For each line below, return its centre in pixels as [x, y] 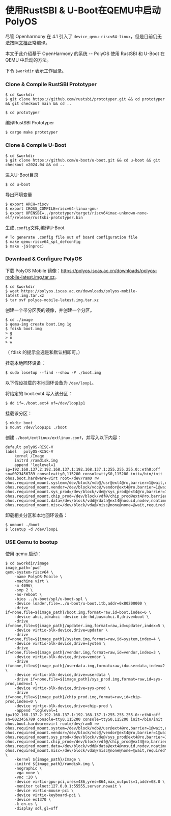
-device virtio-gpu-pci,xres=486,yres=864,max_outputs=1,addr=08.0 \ [90, 782]
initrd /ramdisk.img [36, 460]
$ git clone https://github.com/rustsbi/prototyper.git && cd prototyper [85, 99]
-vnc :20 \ [26, 777]
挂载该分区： [19, 413]
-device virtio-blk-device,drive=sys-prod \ [62, 688]
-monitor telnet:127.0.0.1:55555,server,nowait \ [68, 786]
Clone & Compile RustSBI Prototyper [51, 84]
